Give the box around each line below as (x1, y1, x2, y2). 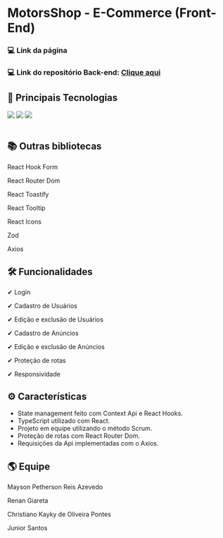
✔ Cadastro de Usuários (7, 302, 77, 310)
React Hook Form (7, 162, 58, 171)
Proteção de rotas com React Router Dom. (17, 432, 141, 440)
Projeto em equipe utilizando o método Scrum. (17, 424, 153, 433)
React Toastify (7, 190, 49, 198)
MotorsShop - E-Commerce (7, 5, 172, 21)
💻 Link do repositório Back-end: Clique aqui (7, 68, 161, 78)
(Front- (174, 5, 217, 21)
